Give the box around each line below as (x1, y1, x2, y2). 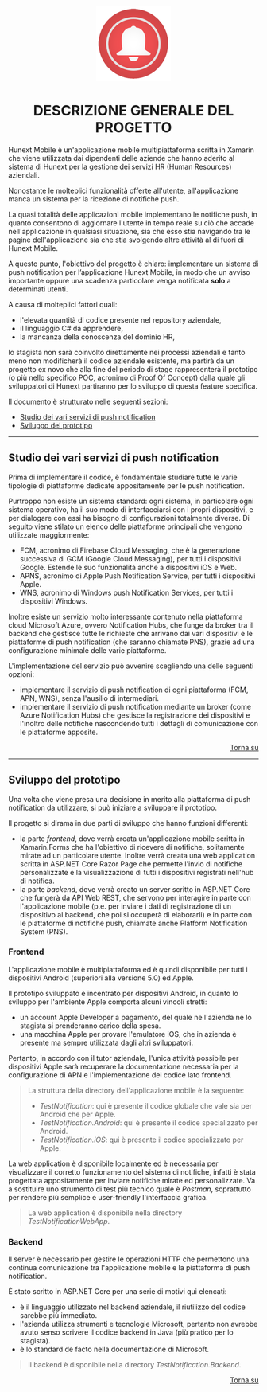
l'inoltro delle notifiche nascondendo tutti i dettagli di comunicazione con (19, 718, 259, 728)
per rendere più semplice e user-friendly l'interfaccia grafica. (8, 1192, 208, 1202)
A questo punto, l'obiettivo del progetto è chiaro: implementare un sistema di (8, 259, 259, 268)
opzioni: (8, 669, 34, 678)
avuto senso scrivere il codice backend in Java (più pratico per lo (19, 1327, 234, 1337)
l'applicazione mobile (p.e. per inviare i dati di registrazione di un (19, 901, 232, 911)
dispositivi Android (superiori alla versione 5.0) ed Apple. (8, 973, 195, 983)
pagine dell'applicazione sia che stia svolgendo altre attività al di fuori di (8, 235, 245, 244)
